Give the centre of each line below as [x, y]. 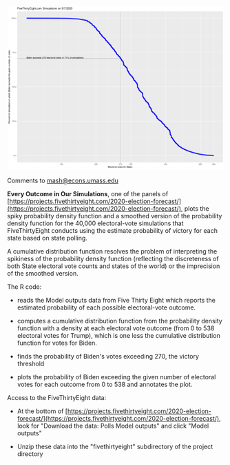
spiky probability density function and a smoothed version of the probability [115, 216]
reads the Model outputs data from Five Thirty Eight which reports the [116, 300]
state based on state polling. [48, 238]
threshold [31, 363]
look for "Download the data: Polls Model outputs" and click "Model [113, 426]
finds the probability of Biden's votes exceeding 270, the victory [108, 356]
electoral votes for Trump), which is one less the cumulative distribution [118, 335]
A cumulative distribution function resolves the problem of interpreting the [112, 251]
